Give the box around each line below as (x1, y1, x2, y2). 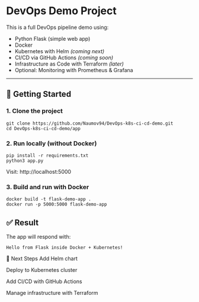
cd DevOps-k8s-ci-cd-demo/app (6, 125, 81, 131)
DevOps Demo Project (6, 4, 117, 18)
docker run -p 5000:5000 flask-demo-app (6, 202, 108, 207)
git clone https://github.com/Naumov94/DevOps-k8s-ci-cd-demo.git (6, 120, 174, 126)
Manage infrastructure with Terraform (6, 290, 99, 297)
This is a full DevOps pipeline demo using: (6, 24, 109, 31)
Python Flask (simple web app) (14, 35, 91, 42)
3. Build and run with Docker (6, 183, 89, 191)
